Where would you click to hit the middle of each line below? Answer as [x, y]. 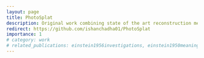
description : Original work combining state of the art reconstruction [99, 23]
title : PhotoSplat [29, 18]
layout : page [23, 12]
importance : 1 [24, 34]
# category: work [28, 40]
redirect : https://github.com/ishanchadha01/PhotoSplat [78, 29]
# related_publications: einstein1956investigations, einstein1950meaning [103, 46]
